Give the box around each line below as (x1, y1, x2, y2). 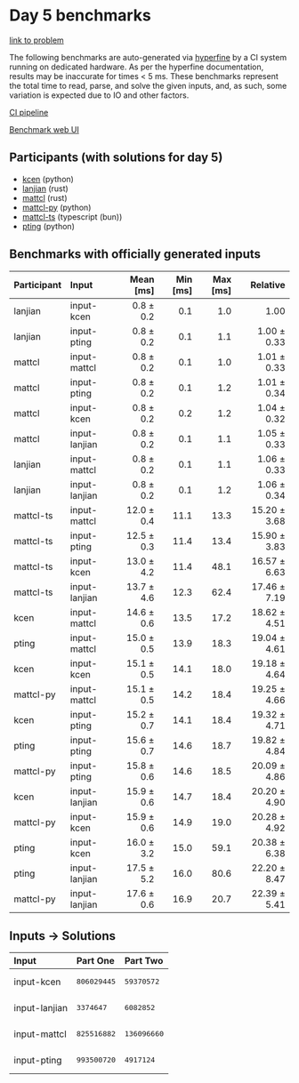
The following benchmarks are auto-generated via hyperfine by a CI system (9, 52, 287, 62)
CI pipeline (9, 107, 49, 117)
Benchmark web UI (9, 124, 80, 134)
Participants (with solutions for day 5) (9, 150, 223, 165)
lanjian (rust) (21, 183, 69, 194)
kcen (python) (21, 173, 74, 184)
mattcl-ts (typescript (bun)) (21, 211, 123, 222)
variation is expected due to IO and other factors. (9, 90, 190, 100)
